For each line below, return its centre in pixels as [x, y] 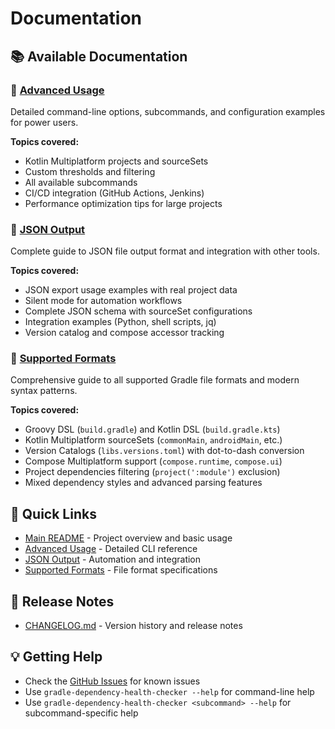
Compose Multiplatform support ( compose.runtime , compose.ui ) [153, 461]
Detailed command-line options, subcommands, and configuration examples [168, 111]
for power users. [44, 122]
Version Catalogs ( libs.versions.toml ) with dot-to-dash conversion [164, 451]
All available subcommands [81, 182]
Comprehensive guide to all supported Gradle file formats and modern [155, 380]
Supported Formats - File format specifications [121, 570]
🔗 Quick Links [53, 513]
